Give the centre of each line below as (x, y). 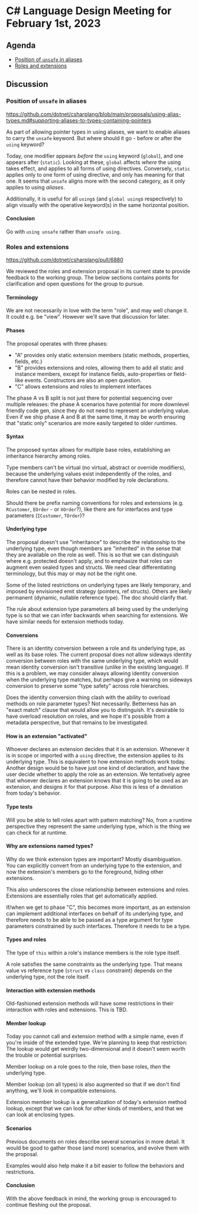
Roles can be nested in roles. (41, 491)
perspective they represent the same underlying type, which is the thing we (98, 826)
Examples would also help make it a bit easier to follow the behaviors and (95, 1166)
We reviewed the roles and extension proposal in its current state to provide (98, 271)
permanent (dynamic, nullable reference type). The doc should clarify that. (97, 598)
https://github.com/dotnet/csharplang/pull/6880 (65, 260)
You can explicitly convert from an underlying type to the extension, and (94, 865)
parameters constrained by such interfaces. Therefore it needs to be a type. (98, 926)
